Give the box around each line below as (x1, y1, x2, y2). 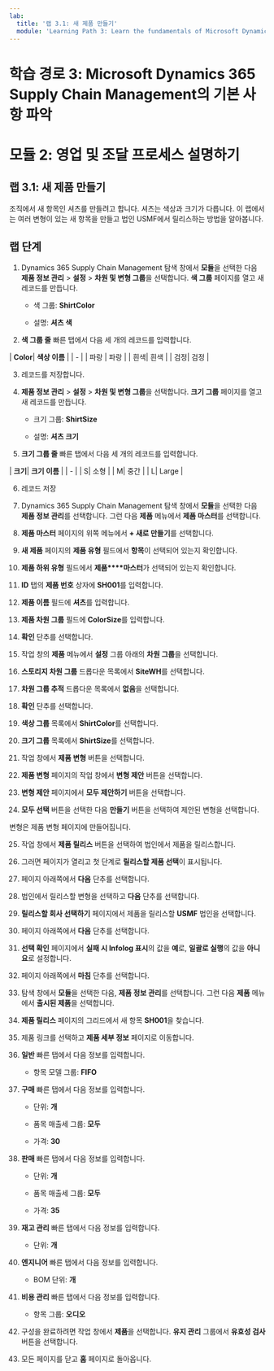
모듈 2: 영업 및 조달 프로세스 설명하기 (9, 146, 241, 164)
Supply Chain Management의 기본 (9, 85, 240, 103)
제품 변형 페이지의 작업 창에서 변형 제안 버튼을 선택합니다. (20, 771, 203, 780)
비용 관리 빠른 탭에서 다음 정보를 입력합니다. (20, 1292, 160, 1302)
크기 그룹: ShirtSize (33, 414, 98, 424)
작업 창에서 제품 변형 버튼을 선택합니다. (20, 753, 145, 763)
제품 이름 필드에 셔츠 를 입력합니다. (20, 597, 130, 607)
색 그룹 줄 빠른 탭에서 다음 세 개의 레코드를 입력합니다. (20, 335, 192, 345)
